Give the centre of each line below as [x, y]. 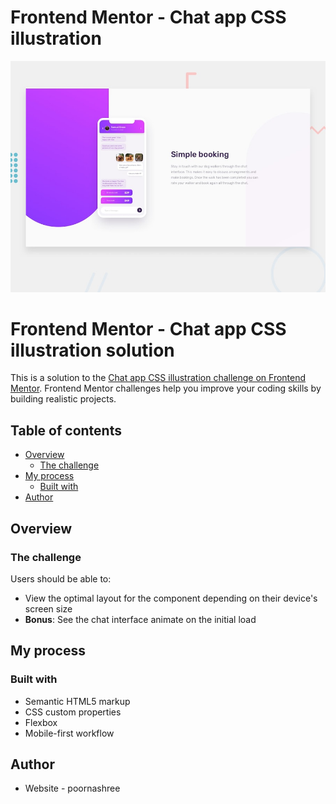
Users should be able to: [61, 578]
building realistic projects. [63, 399]
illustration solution [92, 350]
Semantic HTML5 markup [77, 701]
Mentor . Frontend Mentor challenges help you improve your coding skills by [166, 388]
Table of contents [66, 430]
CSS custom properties [73, 712]
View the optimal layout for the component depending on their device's [171, 598]
